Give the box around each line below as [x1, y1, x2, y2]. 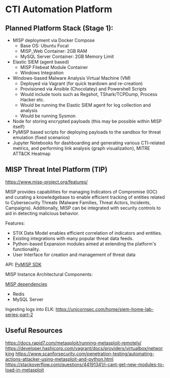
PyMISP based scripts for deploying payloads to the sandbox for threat [12, 129, 161, 135]
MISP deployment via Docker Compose [12, 37, 95, 43]
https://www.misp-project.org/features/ [5, 179, 88, 185]
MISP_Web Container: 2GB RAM [20, 48, 87, 54]
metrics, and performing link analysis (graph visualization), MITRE [12, 145, 151, 151]
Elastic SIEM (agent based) [12, 59, 70, 65]
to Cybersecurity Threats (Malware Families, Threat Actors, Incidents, [5, 199, 151, 205]
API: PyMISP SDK [5, 261, 42, 267]
